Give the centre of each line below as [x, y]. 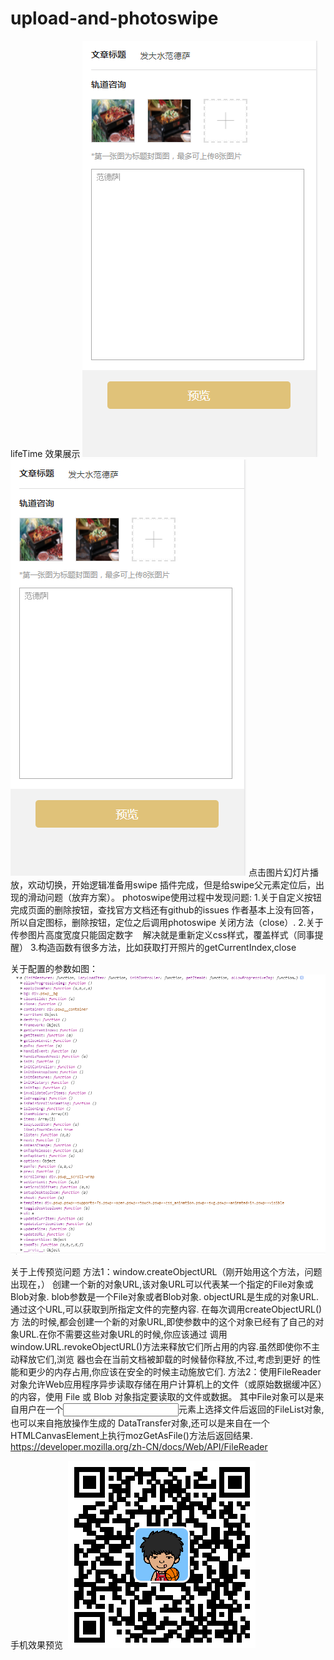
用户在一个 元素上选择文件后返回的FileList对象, [171, 1409]
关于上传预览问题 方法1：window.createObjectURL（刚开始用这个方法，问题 [166, 1271]
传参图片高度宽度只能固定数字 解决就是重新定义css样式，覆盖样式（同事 [162, 934]
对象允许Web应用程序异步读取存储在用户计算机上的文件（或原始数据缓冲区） [166, 1384]
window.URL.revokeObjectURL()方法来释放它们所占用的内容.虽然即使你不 [161, 1346]
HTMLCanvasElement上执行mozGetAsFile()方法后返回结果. [131, 1435]
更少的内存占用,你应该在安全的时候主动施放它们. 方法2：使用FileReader [174, 1371]
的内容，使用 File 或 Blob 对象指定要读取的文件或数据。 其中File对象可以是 [163, 1396]
